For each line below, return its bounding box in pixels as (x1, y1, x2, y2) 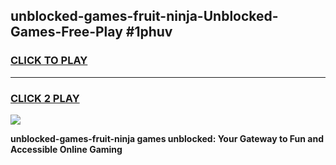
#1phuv (125, 24, 173, 41)
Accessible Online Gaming (10, 143, 123, 155)
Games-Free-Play (10, 24, 123, 41)
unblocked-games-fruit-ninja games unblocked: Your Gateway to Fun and (10, 132, 324, 144)
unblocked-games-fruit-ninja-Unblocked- (10, 8, 279, 25)
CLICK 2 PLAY (10, 91, 80, 105)
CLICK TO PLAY (10, 54, 88, 68)
